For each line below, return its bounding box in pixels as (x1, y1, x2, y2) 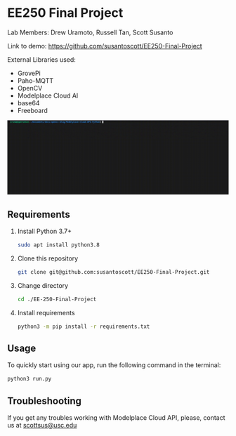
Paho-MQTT (17, 76, 54, 85)
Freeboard (17, 106, 48, 114)
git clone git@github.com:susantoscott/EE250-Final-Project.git (17, 268, 210, 275)
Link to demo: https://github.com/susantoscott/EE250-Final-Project (7, 41, 202, 50)
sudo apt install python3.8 (17, 242, 100, 249)
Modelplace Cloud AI (17, 91, 79, 100)
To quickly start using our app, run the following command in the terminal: (7, 361, 221, 369)
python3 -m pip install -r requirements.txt (17, 323, 150, 330)
